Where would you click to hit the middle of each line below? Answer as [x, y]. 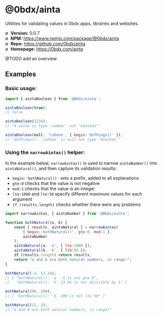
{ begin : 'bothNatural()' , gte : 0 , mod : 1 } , [67, 232]
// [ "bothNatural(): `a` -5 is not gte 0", [52, 278]
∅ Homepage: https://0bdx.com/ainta [44, 49]
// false [14, 112]
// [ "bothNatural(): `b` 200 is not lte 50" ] [55, 296]
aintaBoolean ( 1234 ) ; [27, 121]
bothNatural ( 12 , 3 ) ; [27, 305]
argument [22, 199]
